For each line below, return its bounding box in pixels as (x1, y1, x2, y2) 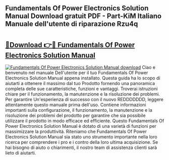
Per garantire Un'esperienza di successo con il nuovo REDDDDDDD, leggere (5, 97, 164, 102)
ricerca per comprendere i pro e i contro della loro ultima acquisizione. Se (5, 139, 158, 145)
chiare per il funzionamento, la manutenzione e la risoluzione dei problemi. (5, 91, 160, 97)
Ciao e (142, 64, 155, 70)
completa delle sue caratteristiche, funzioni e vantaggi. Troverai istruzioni (5, 86, 158, 92)
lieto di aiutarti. (5, 150, 36, 155)
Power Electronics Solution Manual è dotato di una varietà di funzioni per (5, 123, 156, 129)
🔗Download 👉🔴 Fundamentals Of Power (5, 40, 135, 49)
